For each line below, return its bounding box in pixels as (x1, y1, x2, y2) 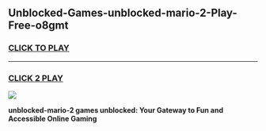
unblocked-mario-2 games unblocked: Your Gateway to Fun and (8, 105, 224, 114)
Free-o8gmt (8, 19, 69, 33)
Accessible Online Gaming (8, 114, 97, 123)
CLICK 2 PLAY (8, 72, 63, 83)
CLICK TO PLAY (8, 43, 70, 54)
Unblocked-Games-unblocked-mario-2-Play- (8, 6, 237, 20)
